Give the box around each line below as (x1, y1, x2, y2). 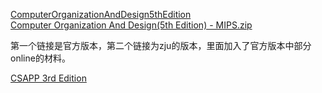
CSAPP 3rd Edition (10, 72, 87, 84)
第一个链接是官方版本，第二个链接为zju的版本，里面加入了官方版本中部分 (10, 40, 312, 51)
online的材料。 (10, 52, 71, 64)
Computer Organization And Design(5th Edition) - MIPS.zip (10, 19, 253, 31)
